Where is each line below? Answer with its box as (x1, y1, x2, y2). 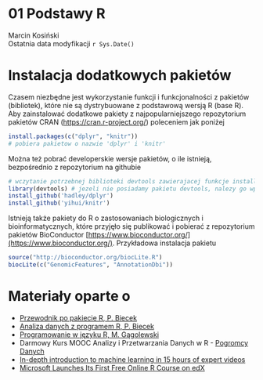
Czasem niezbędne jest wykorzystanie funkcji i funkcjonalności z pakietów (8, 92, 250, 102)
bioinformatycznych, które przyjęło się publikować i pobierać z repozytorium (8, 222, 256, 231)
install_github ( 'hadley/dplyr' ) (8, 192, 113, 200)
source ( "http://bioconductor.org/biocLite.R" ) (8, 254, 163, 262)
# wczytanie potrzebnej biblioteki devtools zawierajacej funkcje (8, 177, 229, 185)
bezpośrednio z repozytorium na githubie (8, 162, 142, 172)
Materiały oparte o (8, 288, 131, 306)
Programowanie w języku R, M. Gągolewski (19, 330, 159, 339)
